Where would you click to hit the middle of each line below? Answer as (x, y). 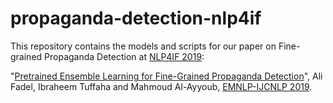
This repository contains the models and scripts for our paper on (143, 46)
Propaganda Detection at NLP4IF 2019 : (124, 56)
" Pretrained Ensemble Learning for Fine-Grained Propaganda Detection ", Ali (166, 76)
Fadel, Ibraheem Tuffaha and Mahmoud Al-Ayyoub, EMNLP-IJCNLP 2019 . (161, 86)
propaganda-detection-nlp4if (136, 18)
